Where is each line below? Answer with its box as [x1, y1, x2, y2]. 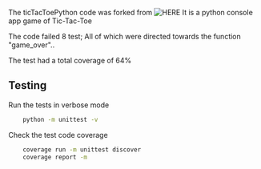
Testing [8, 78, 47, 92]
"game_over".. [8, 40, 55, 50]
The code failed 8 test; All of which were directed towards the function [8, 32, 242, 41]
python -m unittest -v [22, 115, 98, 123]
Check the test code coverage [8, 130, 108, 139]
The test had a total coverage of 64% [8, 56, 132, 65]
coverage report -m [22, 153, 88, 161]
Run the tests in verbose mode [8, 100, 110, 110]
